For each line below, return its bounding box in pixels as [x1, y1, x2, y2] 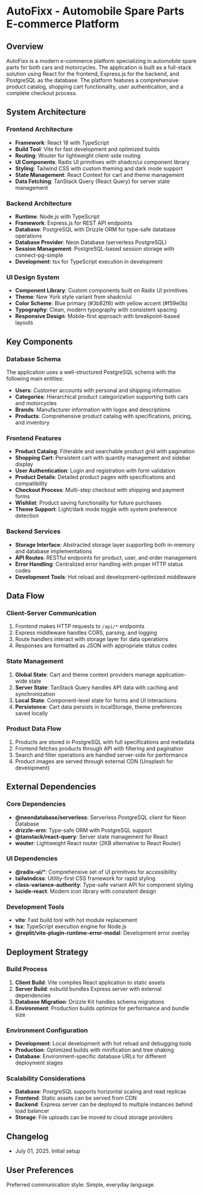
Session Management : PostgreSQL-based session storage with [14, 245, 175, 252]
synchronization [14, 690, 56, 697]
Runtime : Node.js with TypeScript [14, 213, 100, 220]
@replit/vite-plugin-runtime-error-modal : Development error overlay [14, 929, 190, 937]
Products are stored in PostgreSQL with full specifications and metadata [14, 738, 195, 746]
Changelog [6, 1131, 49, 1141]
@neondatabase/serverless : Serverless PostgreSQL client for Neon [14, 814, 186, 821]
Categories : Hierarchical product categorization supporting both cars [14, 393, 188, 400]
